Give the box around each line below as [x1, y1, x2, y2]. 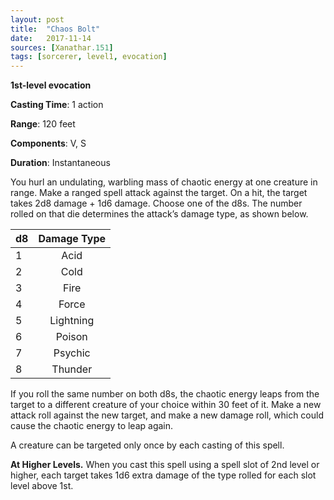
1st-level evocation [10, 79, 92, 91]
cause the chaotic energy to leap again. [10, 420, 174, 432]
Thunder [51, 362, 93, 376]
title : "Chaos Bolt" [10, 24, 101, 34]
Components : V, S [10, 137, 87, 150]
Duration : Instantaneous [10, 157, 111, 169]
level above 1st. [10, 480, 74, 492]
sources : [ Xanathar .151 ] [10, 42, 114, 53]
